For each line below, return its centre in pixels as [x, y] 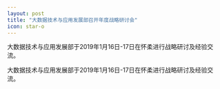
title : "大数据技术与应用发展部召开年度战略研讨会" [72, 20]
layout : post [26, 13]
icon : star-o [26, 26]
